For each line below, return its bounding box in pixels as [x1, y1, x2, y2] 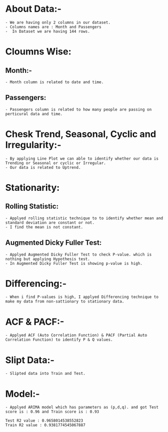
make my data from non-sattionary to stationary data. [5, 299, 125, 304]
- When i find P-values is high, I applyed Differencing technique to [5, 294, 159, 300]
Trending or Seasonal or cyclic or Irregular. [5, 160, 106, 166]
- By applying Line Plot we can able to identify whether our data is [5, 156, 159, 161]
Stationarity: [5, 182, 60, 193]
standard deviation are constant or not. [5, 220, 95, 225]
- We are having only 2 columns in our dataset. [5, 20, 111, 25]
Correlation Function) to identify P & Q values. [5, 337, 113, 342]
